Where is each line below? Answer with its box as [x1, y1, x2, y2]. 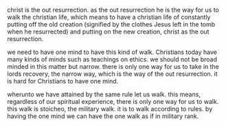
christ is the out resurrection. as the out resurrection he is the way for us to [7, 6, 220, 14]
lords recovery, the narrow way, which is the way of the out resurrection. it [7, 70, 218, 78]
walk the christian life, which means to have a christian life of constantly [7, 13, 211, 21]
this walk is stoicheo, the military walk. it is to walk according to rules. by [7, 105, 213, 113]
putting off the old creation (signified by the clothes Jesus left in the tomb [7, 20, 216, 28]
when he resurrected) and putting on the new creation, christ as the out [7, 27, 210, 36]
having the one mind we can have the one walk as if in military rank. [7, 112, 199, 120]
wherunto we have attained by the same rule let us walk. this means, [7, 90, 201, 98]
